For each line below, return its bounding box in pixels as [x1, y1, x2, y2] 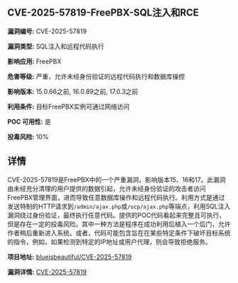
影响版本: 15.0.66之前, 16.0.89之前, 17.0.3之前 [7, 87, 138, 96]
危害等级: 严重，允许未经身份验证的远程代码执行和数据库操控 [7, 72, 186, 80]
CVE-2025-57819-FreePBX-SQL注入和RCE [7, 6, 199, 19]
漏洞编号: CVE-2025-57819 [7, 27, 87, 35]
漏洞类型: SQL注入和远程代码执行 [7, 42, 105, 50]
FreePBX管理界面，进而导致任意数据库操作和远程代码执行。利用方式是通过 [7, 193, 225, 201]
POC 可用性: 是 [7, 117, 52, 126]
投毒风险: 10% [7, 132, 49, 140]
